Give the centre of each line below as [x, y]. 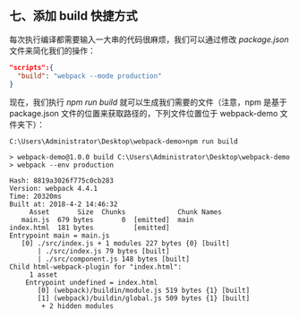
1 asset [43, 275]
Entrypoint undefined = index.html [92, 283]
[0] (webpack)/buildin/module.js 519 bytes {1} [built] [144, 291]
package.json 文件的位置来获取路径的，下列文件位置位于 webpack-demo [144, 114]
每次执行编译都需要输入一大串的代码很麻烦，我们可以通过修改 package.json [149, 39]
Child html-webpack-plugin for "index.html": [95, 267]
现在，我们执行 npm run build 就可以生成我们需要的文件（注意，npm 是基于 [148, 102]
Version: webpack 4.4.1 [54, 189]
